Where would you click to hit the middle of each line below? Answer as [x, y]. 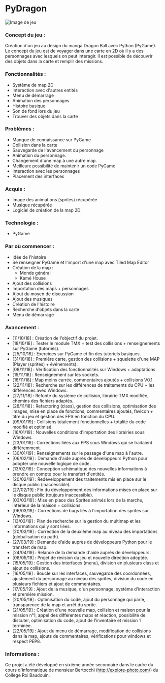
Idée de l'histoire [29, 257]
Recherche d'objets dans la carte [46, 309]
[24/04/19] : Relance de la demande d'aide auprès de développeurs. [82, 553]
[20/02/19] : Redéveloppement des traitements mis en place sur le [79, 479]
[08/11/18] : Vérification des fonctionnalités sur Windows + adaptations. [84, 370]
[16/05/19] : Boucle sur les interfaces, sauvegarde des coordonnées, [82, 573]
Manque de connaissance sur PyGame [51, 140]
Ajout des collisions [32, 283]
